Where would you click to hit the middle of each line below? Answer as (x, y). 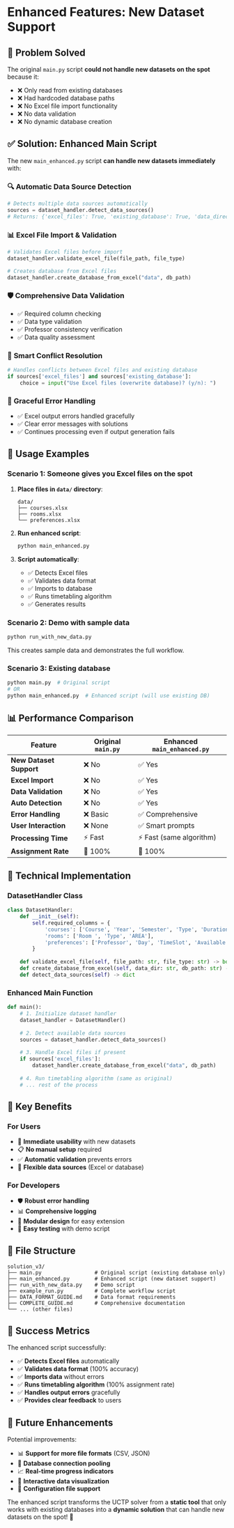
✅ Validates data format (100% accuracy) (78, 1369)
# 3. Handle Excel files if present (73, 1053)
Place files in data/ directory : (60, 489)
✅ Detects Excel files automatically (68, 1361)
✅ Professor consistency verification (70, 329)
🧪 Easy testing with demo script (63, 1229)
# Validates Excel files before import (65, 252)
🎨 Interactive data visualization (63, 1481)
